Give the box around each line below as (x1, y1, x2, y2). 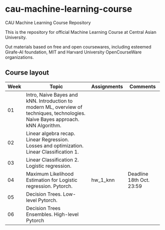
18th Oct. (127, 177, 150, 183)
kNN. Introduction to (26, 97, 73, 104)
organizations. (5, 54, 34, 60)
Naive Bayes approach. (26, 116, 80, 123)
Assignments (91, 83, 123, 90)
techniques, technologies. (26, 109, 86, 116)
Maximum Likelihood (26, 170, 74, 177)
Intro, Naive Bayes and (26, 91, 78, 98)
